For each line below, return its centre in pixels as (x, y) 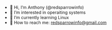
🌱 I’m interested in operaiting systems (48, 12)
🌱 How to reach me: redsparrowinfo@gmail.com (58, 22)
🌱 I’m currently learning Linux (39, 17)
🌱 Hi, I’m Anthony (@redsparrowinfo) (47, 7)
